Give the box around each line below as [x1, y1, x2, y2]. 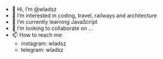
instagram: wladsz [20, 40, 67, 47]
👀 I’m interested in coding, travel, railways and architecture [11, 12, 157, 19]
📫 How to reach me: [11, 32, 64, 38]
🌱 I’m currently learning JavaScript [11, 18, 98, 25]
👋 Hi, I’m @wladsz [11, 6, 57, 13]
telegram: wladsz [20, 46, 64, 53]
